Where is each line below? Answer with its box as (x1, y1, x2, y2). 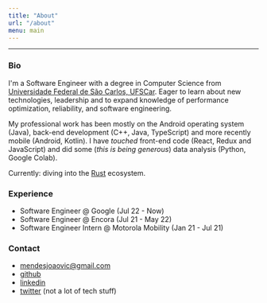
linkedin (19, 278, 46, 287)
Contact (8, 243, 41, 254)
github (19, 270, 41, 279)
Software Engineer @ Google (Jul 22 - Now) (19, 206, 164, 216)
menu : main (8, 26, 44, 34)
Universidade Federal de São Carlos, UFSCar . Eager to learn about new (8, 87, 242, 96)
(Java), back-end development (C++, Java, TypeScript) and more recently (8, 127, 252, 137)
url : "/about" (8, 19, 56, 27)
